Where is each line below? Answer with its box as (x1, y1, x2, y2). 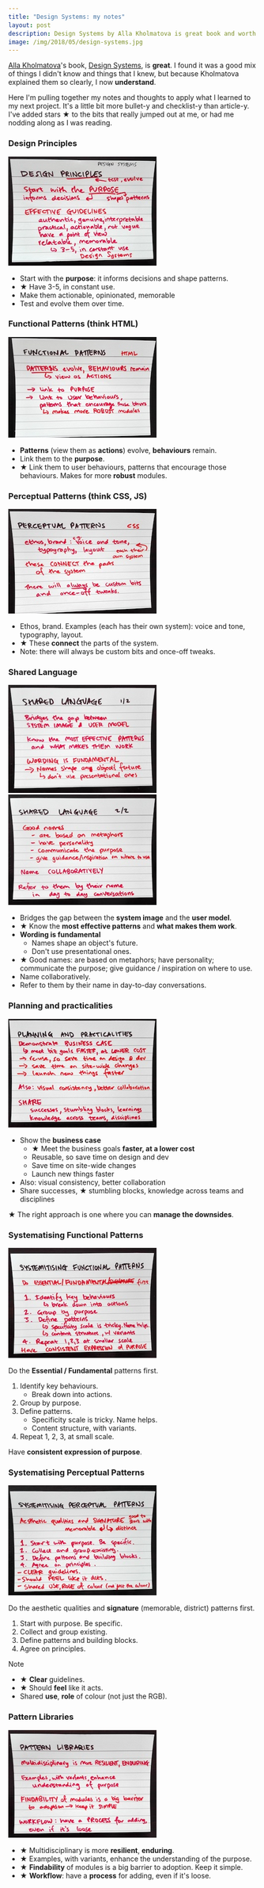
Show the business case (19, 1135, 101, 1145)
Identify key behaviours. (19, 1381, 99, 1391)
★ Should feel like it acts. (19, 1683, 104, 1693)
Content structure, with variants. (31, 1423, 137, 1433)
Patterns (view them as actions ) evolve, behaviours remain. (19, 445, 217, 455)
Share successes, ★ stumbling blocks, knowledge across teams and (19, 1185, 244, 1195)
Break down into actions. (31, 1390, 113, 1400)
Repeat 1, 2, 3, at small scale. (19, 1432, 115, 1442)
